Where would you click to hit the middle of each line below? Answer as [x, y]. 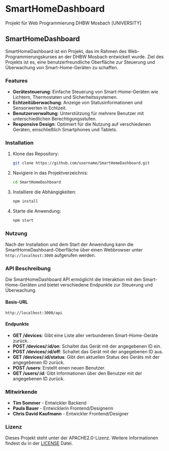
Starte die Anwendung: [37, 211]
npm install [25, 202]
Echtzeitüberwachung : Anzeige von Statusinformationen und [77, 103]
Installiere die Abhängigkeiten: [44, 192]
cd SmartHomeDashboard [37, 182]
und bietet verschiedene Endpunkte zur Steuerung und [95, 285]
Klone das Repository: [36, 154]
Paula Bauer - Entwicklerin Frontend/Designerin [63, 408]
